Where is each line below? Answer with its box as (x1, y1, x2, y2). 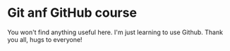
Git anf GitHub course (7, 5, 138, 21)
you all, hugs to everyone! (7, 35, 83, 43)
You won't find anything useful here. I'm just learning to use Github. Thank (7, 28, 224, 36)
